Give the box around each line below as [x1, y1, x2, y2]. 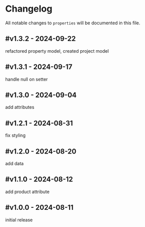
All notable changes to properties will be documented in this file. [5, 20, 140, 26]
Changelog [5, 3, 53, 15]
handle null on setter [5, 76, 48, 82]
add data [5, 161, 24, 166]
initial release [5, 216, 33, 223]
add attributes [5, 104, 34, 110]
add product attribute [5, 188, 50, 195]
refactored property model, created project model [5, 48, 109, 54]
